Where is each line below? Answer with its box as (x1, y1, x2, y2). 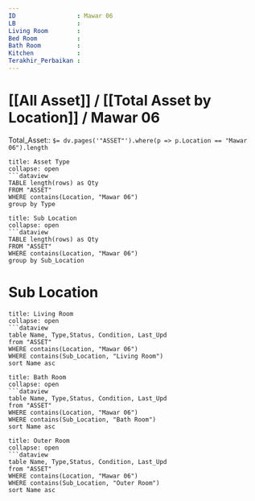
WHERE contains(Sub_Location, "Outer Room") (8, 478, 160, 487)
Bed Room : (8, 34, 81, 43)
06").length (8, 143, 48, 151)
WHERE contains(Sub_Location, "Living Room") (8, 352, 163, 360)
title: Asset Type (8, 158, 70, 166)
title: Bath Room (8, 373, 67, 381)
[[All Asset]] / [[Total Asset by (8, 92, 212, 110)
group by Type (8, 200, 56, 208)
